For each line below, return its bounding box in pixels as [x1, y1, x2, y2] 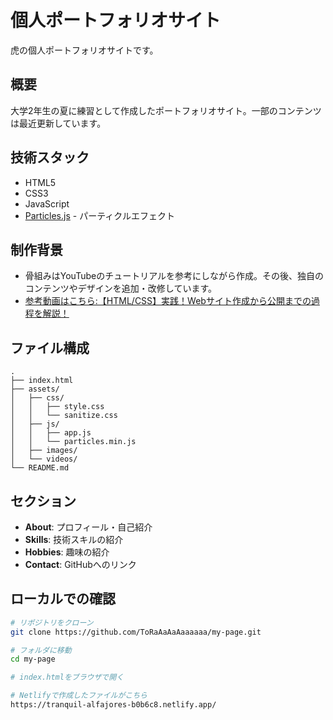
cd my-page [10, 654, 56, 665]
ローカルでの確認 [10, 591, 116, 608]
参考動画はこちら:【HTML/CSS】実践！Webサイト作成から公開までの [24, 295, 312, 307]
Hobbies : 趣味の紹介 [24, 546, 110, 558]
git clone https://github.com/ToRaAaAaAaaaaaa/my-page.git [10, 627, 262, 637]
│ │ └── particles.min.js [10, 437, 137, 447]
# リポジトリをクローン [10, 617, 94, 628]
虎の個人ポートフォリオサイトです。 [10, 44, 159, 56]
